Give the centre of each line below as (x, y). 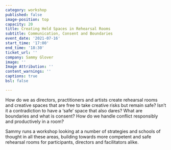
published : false (24, 15)
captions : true (21, 76)
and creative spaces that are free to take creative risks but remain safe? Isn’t (86, 105)
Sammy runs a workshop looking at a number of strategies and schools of (83, 131)
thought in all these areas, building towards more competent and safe (78, 137)
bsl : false (17, 81)
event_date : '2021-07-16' (33, 39)
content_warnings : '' (28, 72)
